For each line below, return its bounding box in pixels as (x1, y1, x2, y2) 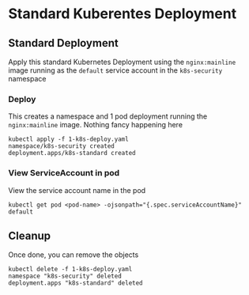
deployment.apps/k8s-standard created (8, 149, 136, 157)
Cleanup (8, 229, 51, 242)
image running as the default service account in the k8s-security (8, 66, 223, 75)
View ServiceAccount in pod (8, 168, 120, 179)
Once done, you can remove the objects (8, 250, 139, 259)
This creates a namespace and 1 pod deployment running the (8, 112, 208, 121)
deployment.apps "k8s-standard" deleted (8, 279, 144, 287)
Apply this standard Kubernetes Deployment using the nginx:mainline (8, 57, 236, 66)
